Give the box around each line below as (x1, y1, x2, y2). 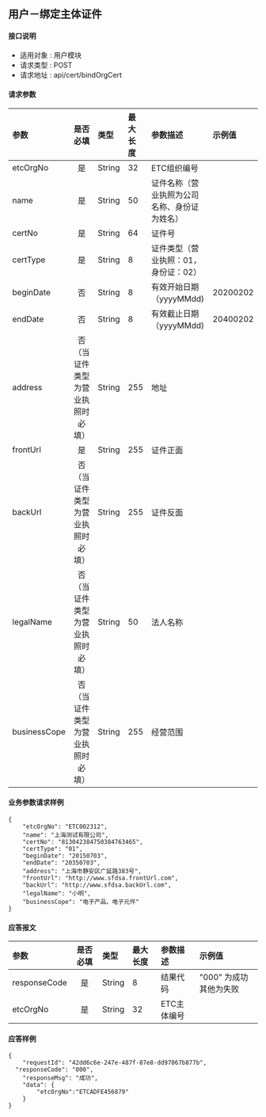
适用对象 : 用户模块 (19, 50, 82, 59)
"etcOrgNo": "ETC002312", (22, 823, 108, 830)
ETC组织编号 (150, 162, 199, 173)
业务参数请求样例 (8, 798, 64, 807)
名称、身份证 (150, 201, 199, 212)
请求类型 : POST (19, 60, 73, 70)
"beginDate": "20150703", (22, 852, 108, 860)
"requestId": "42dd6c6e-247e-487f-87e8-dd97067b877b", (22, 1059, 207, 1067)
